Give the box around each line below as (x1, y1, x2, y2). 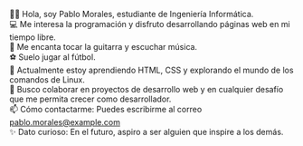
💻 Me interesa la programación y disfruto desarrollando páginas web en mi (9, 19, 291, 29)
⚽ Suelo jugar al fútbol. (9, 52, 97, 63)
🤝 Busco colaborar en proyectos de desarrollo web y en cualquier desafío (9, 84, 284, 94)
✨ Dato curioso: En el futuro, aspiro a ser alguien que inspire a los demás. (9, 127, 284, 137)
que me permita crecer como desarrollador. (9, 93, 172, 104)
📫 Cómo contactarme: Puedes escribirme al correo (9, 104, 203, 114)
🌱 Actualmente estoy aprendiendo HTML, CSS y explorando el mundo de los (9, 64, 294, 75)
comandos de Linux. (9, 74, 86, 85)
